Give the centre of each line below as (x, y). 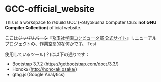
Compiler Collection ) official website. (43, 27)
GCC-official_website (50, 9)
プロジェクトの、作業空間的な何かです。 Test (51, 44)
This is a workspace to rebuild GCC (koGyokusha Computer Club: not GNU (81, 22)
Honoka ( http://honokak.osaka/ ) (44, 69)
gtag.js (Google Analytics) (39, 74)
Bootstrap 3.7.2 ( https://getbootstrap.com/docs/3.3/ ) (66, 64)
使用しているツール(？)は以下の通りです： (47, 54)
